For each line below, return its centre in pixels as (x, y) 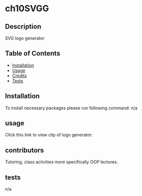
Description (23, 27)
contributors (25, 150)
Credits (19, 76)
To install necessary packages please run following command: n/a (71, 108)
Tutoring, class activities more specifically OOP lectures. (62, 162)
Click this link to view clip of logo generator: (49, 135)
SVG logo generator (25, 38)
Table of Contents (33, 53)
